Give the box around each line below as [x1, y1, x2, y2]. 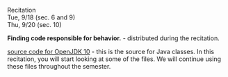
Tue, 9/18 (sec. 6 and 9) [7, 13, 76, 22]
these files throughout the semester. [7, 62, 111, 70]
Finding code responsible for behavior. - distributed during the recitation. [7, 34, 220, 42]
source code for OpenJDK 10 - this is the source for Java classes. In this [7, 48, 214, 55]
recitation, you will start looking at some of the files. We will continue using [7, 55, 221, 63]
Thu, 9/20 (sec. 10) [7, 21, 62, 28]
